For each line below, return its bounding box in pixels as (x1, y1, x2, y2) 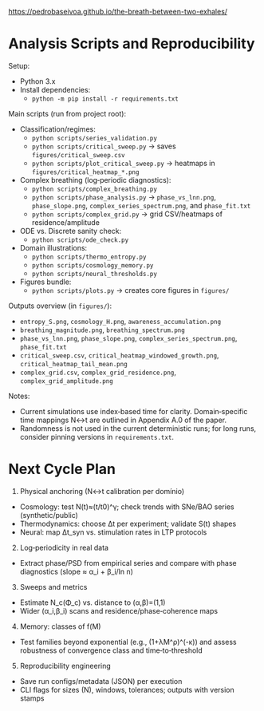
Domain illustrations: (19, 243, 88, 252)
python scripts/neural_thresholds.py (31, 270, 158, 278)
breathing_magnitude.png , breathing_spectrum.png (19, 325, 185, 334)
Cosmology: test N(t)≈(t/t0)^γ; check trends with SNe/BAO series (19, 502, 234, 512)
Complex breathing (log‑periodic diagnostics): (19, 175, 171, 184)
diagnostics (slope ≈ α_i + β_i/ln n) (19, 567, 134, 576)
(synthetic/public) (19, 510, 78, 519)
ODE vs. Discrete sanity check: (19, 226, 122, 235)
